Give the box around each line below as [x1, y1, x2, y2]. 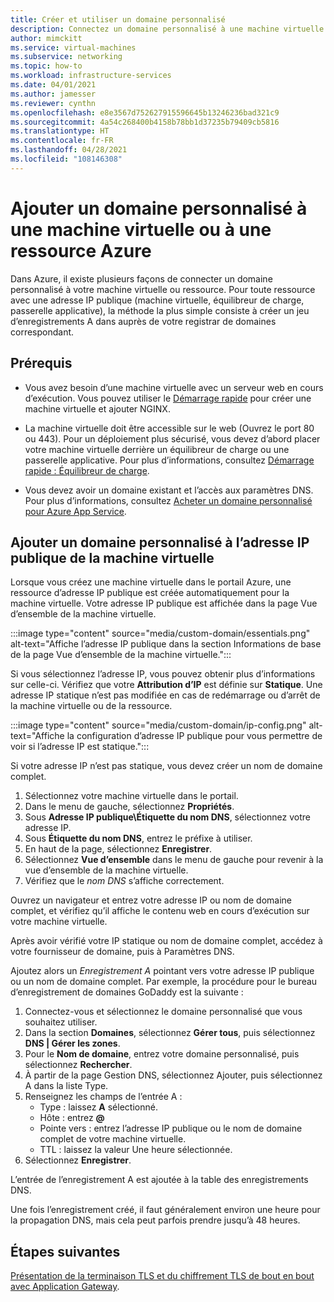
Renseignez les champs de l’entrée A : [24, 1091, 183, 1103]
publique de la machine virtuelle [10, 549, 215, 566]
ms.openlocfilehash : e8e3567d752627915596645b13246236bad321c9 [10, 107, 280, 118]
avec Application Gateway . [10, 1281, 120, 1293]
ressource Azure [10, 239, 152, 262]
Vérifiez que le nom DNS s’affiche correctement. [24, 875, 225, 887]
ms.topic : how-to [10, 61, 83, 71]
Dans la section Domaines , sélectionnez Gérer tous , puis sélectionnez [24, 1027, 316, 1039]
